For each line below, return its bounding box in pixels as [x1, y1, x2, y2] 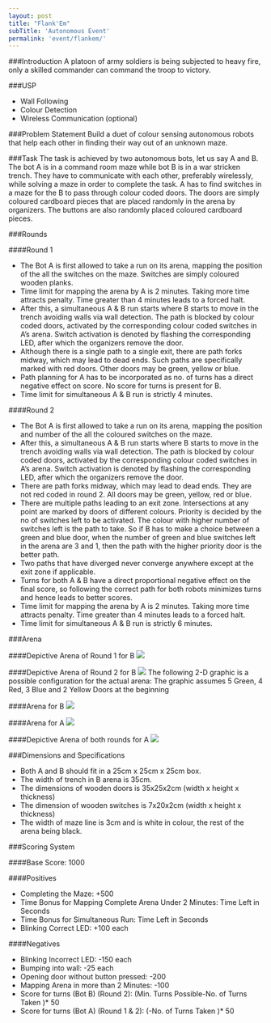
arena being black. [19, 826, 83, 836]
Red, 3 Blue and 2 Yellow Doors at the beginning [8, 685, 170, 695]
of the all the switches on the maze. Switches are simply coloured [19, 269, 239, 279]
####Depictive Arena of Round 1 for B [8, 651, 135, 661]
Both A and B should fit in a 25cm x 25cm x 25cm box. [19, 766, 201, 776]
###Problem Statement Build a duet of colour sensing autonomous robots [8, 129, 255, 139]
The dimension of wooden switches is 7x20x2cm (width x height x [19, 801, 242, 810]
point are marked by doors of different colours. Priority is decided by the [19, 507, 262, 517]
